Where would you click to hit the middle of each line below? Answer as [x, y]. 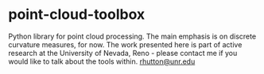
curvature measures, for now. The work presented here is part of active [125, 44]
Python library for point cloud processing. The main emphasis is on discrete [132, 36]
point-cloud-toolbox [77, 15]
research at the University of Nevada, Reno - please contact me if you [123, 53]
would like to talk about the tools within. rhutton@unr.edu [102, 61]
